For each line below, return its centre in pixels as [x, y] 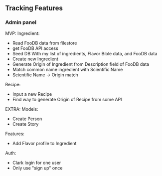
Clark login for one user [37, 163]
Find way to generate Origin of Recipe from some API [67, 99]
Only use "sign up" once [37, 168]
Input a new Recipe [32, 94]
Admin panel [21, 22]
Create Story [25, 124]
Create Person [27, 119]
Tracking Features [34, 8]
